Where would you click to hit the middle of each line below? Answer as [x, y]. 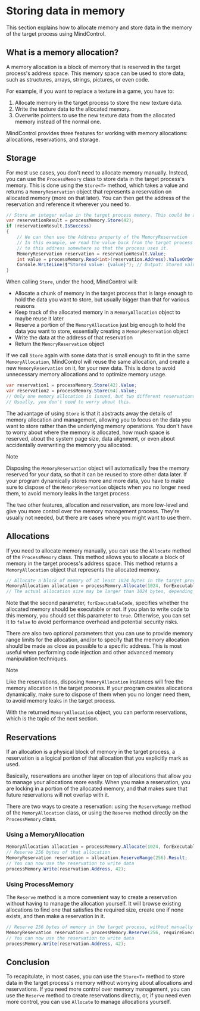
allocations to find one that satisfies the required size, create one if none [95, 910]
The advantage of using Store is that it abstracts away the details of [89, 413]
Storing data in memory [65, 11]
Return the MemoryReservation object [60, 344]
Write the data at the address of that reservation [74, 338]
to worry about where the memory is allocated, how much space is [88, 432]
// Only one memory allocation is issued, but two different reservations [101, 396]
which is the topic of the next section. [52, 719]
